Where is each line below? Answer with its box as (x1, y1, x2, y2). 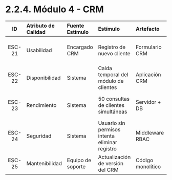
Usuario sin (98, 119, 125, 126)
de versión (98, 160, 124, 167)
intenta (98, 132, 115, 139)
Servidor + (135, 98, 161, 105)
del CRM (98, 166, 119, 173)
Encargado (67, 43, 93, 51)
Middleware (135, 129, 164, 136)
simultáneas (98, 108, 127, 115)
